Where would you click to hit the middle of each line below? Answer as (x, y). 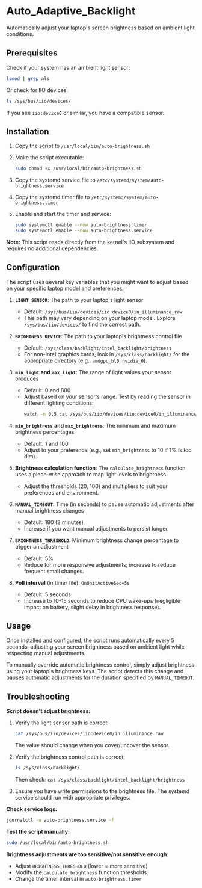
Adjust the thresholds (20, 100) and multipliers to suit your (96, 486)
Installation (28, 131)
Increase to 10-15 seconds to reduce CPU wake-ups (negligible (102, 600)
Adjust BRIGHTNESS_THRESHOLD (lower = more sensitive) (81, 866)
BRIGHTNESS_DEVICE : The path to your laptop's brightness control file (98, 336)
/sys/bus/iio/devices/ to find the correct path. (82, 324)
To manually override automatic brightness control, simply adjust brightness (100, 665)
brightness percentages (44, 432)
